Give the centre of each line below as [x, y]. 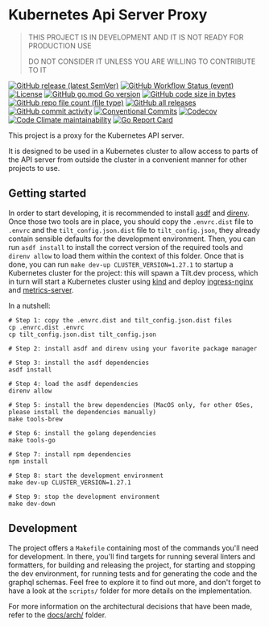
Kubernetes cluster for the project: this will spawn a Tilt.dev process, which [133, 272]
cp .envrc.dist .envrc [46, 327]
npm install [28, 461]
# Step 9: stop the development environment [84, 496]
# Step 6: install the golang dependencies [83, 433]
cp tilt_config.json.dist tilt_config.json [83, 334]
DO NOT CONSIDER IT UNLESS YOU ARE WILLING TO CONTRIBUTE [142, 61]
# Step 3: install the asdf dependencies [79, 363]
